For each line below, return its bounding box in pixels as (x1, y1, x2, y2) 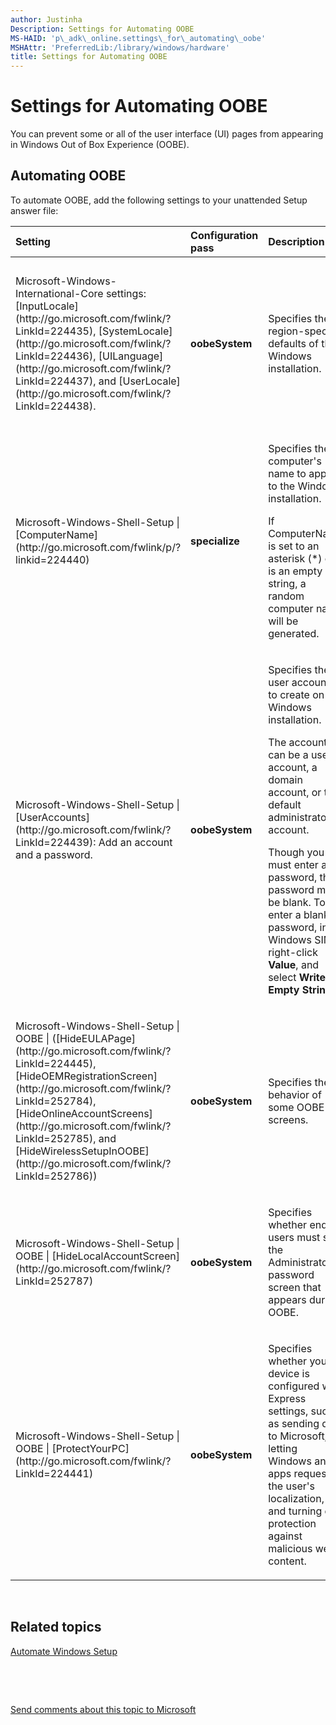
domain (268, 772, 303, 786)
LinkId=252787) (15, 1274, 94, 1288)
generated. (268, 626, 320, 640)
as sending (268, 1416, 320, 1430)
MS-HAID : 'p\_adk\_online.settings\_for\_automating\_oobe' (10, 33, 267, 43)
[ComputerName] (15, 527, 99, 541)
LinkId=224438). (15, 399, 97, 413)
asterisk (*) (268, 551, 323, 565)
